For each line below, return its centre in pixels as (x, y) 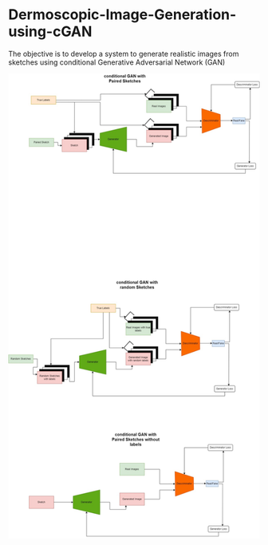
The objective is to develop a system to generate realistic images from (124, 53)
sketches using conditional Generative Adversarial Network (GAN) (117, 62)
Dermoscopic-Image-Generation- (122, 15)
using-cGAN (50, 32)
